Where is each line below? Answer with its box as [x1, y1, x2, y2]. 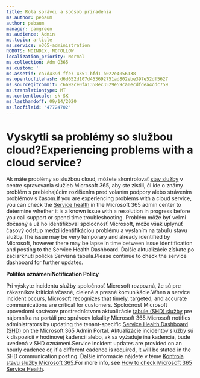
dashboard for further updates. [6, 259, 83, 266]
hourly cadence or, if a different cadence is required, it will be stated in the [6, 346, 192, 353]
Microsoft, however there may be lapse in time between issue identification [6, 239, 193, 247]
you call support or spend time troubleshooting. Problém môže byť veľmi [6, 214, 187, 221]
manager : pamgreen [6, 25, 52, 32]
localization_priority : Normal [6, 54, 85, 60]
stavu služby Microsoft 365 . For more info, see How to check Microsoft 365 [6, 359, 192, 367]
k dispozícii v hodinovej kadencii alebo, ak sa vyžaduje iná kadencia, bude [6, 333, 191, 341]
